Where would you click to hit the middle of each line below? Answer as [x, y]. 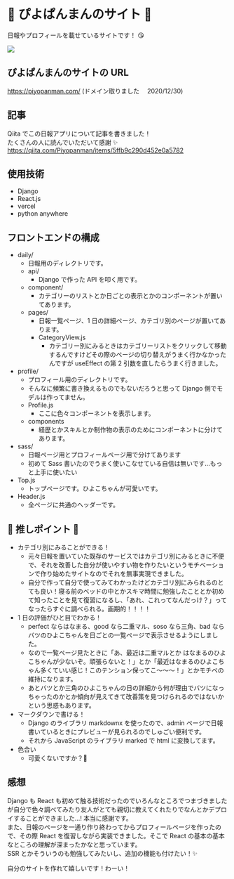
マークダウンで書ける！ [51, 714]
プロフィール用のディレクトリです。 [80, 379]
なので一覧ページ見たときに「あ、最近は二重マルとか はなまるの [121, 653]
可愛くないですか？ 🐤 [57, 758]
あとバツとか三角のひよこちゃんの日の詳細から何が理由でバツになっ [126, 688]
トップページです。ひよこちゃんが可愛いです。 [95, 488]
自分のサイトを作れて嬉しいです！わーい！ [69, 868]
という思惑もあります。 [62, 705]
